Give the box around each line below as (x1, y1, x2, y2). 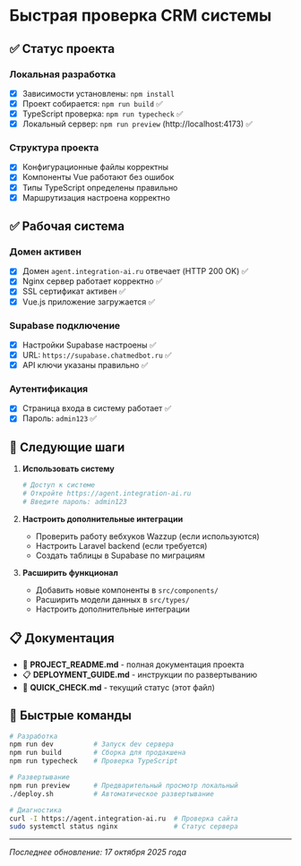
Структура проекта (9, 141, 99, 154)
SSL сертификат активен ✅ (21, 286, 126, 296)
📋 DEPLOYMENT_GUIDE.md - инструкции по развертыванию (21, 669, 258, 680)
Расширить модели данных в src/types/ (35, 594, 190, 604)
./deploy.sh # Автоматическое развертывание (9, 789, 215, 798)
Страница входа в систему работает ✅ (21, 403, 172, 414)
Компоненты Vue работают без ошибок (21, 172, 175, 183)
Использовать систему (21, 463, 115, 475)
